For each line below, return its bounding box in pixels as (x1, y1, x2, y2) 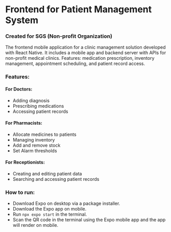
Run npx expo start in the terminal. (12, 211, 87, 218)
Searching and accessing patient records (12, 176, 100, 182)
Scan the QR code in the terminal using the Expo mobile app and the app (12, 217, 166, 223)
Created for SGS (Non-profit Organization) (5, 33, 112, 40)
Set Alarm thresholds (12, 147, 57, 154)
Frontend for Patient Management (5, 4, 152, 15)
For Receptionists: (5, 159, 45, 166)
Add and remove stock (12, 142, 61, 148)
